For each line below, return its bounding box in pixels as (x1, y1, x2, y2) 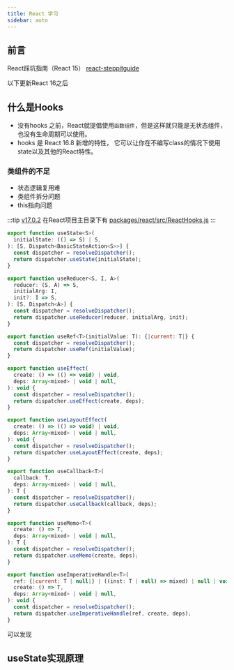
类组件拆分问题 (17, 193, 61, 201)
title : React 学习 (7, 10, 58, 17)
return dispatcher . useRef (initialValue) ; (13, 346, 136, 353)
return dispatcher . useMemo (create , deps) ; (13, 552, 139, 559)
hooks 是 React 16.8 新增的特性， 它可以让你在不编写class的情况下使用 (17, 139, 221, 147)
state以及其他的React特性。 (17, 147, 97, 156)
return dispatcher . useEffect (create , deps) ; (13, 397, 145, 405)
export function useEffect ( (7, 365, 89, 372)
